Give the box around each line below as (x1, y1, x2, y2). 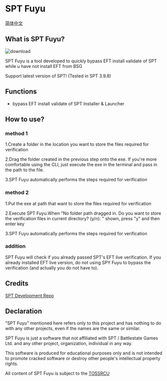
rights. (5, 361, 18, 367)
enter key (5, 221, 25, 227)
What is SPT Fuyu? (5, 35, 65, 43)
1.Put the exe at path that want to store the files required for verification (5, 200, 152, 206)
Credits (5, 279, 29, 288)
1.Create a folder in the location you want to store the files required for (5, 141, 149, 147)
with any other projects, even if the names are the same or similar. (5, 326, 141, 332)
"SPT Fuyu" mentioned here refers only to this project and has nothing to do (5, 320, 162, 326)
